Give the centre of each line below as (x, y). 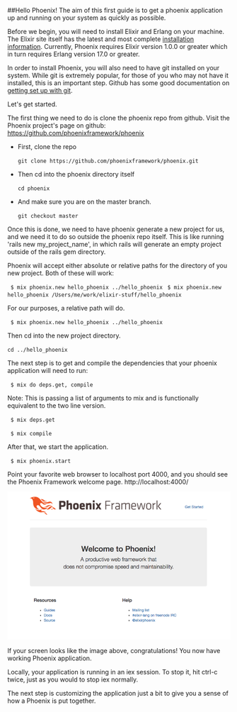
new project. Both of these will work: (61, 273)
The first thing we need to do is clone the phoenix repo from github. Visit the (118, 118)
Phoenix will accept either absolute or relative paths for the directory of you (117, 266)
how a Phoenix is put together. (52, 701)
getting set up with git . (40, 90)
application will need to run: (48, 371)
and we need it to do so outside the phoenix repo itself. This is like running (116, 237)
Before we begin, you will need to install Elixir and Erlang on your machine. (116, 32)
